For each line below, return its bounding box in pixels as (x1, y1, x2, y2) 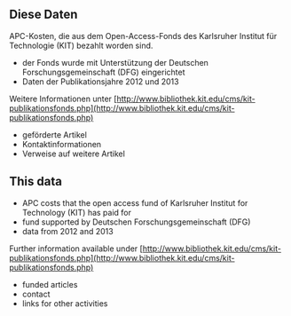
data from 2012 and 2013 (21, 225, 114, 236)
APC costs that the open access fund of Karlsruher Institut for (21, 197, 248, 208)
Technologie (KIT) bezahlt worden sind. (9, 40, 153, 51)
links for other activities (21, 297, 108, 309)
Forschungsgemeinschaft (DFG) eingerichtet (21, 67, 185, 77)
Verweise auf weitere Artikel (21, 148, 126, 159)
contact (21, 288, 51, 299)
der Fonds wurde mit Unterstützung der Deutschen (21, 57, 208, 67)
